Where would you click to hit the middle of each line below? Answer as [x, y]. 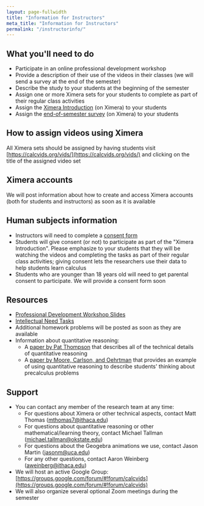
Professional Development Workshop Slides [70, 315]
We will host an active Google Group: [62, 472]
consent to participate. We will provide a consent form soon [90, 280]
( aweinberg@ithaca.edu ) [55, 466]
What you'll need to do [50, 53]
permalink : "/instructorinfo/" [46, 29]
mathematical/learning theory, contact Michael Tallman [93, 433]
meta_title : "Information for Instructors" [63, 23]
